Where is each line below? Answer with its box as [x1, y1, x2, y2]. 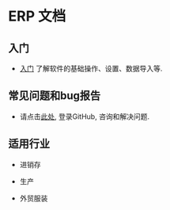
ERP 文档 [8, 7, 66, 25]
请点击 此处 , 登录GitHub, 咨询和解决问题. [19, 112, 150, 121]
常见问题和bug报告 [8, 89, 101, 103]
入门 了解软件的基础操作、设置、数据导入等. [19, 64, 163, 73]
